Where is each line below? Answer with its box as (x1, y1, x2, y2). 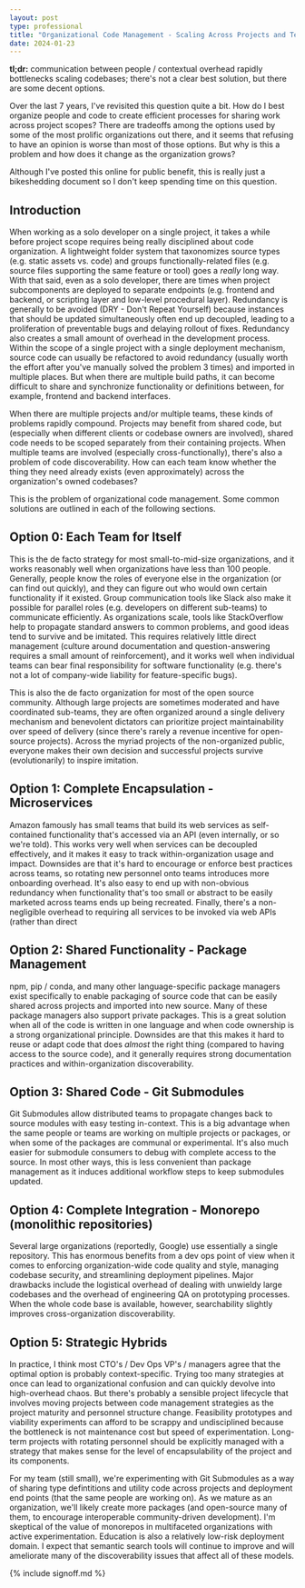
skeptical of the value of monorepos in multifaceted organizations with (9, 1521, 273, 1532)
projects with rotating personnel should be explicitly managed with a (28, 1435, 284, 1446)
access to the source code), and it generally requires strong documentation (9, 1048, 292, 1059)
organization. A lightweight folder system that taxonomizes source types (9, 246, 280, 257)
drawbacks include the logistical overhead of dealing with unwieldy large (9, 1279, 283, 1291)
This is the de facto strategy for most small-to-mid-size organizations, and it (9, 554, 295, 564)
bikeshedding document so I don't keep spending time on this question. (9, 176, 278, 187)
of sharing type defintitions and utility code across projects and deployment (9, 1483, 293, 1493)
